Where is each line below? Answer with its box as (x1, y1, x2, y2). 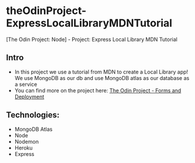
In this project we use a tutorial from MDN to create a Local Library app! (14, 68, 189, 75)
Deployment (14, 93, 45, 100)
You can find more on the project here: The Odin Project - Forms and (14, 86, 181, 94)
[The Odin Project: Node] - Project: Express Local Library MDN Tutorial (6, 36, 178, 43)
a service (14, 81, 38, 88)
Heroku (14, 144, 33, 151)
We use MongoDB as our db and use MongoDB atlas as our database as (14, 74, 190, 81)
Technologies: (6, 110, 60, 120)
